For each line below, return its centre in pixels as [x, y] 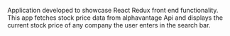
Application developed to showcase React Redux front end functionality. [113, 10]
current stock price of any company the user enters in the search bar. [109, 25]
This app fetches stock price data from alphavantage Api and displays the [115, 18]
